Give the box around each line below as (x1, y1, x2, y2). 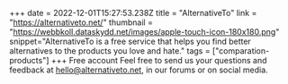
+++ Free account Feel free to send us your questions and (50, 55, 267, 65)
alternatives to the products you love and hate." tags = (9, 46, 211, 56)
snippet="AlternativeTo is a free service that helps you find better (9, 36, 252, 46)
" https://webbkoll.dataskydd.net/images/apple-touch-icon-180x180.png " (9, 27, 280, 37)
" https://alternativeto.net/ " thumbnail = (9, 17, 153, 28)
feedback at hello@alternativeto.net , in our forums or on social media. (9, 64, 268, 75)
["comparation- (211, 46, 270, 56)
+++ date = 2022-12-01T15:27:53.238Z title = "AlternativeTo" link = (9, 8, 257, 18)
